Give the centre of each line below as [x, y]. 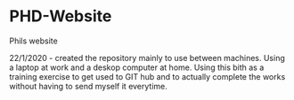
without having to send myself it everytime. [88, 86]
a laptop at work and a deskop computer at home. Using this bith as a [137, 67]
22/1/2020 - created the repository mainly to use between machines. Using [147, 58]
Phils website [33, 41]
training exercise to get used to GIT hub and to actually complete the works [147, 76]
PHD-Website [61, 16]
